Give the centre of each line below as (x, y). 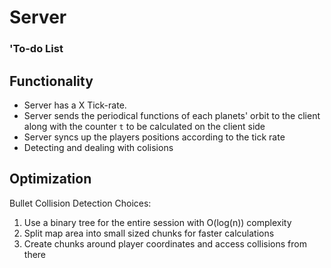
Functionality (51, 81)
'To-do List (36, 49)
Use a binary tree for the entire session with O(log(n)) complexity (157, 222)
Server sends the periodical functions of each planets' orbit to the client (172, 115)
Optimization (50, 179)
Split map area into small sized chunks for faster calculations (149, 233)
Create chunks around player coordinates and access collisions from (165, 243)
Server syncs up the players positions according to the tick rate (154, 137)
